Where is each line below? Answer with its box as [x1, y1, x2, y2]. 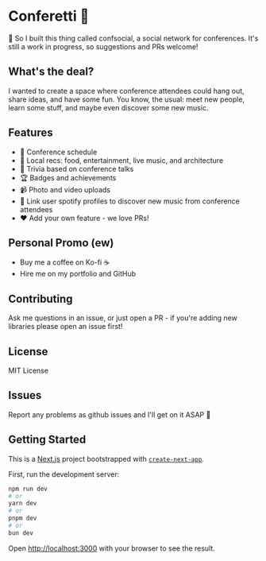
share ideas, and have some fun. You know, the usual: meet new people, [8, 95, 245, 104]
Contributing [8, 292, 73, 305]
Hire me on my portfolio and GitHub [19, 269, 137, 279]
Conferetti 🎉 [8, 7, 90, 25]
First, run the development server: [8, 469, 120, 479]
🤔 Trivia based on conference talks [19, 164, 134, 173]
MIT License [8, 366, 49, 375]
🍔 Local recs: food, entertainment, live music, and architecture [19, 155, 224, 165]
